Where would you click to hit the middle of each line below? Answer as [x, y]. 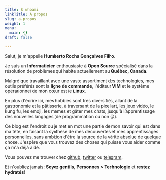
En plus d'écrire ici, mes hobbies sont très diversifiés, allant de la [71, 100]
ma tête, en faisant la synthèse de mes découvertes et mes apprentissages [82, 131]
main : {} [19, 33]
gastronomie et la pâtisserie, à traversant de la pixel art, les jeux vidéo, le [80, 106]
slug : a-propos [21, 19]
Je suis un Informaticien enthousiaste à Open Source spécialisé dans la [79, 66]
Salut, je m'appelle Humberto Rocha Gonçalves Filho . [60, 56]
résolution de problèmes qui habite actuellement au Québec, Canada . [76, 71]
